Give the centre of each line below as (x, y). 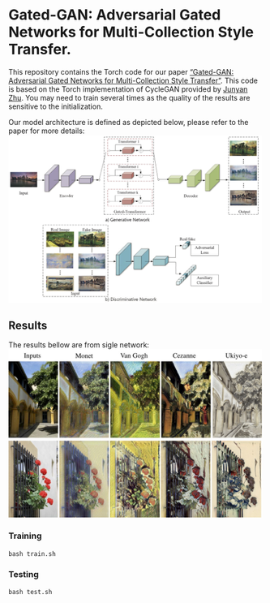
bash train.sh (32, 553)
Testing (24, 574)
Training (25, 536)
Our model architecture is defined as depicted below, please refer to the (129, 122)
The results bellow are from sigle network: (79, 345)
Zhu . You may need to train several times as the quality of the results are (129, 97)
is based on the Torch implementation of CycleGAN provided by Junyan (128, 89)
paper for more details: (47, 131)
